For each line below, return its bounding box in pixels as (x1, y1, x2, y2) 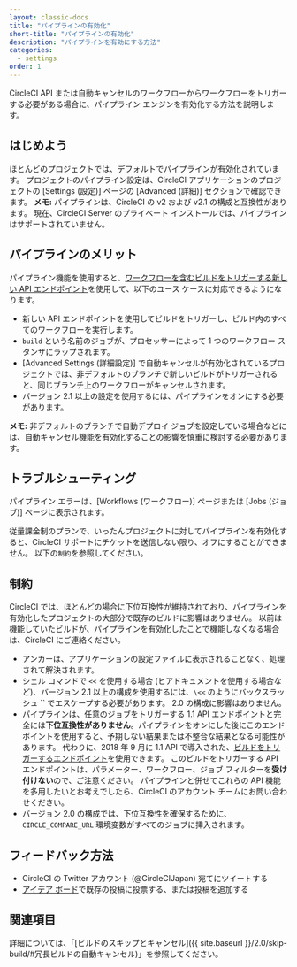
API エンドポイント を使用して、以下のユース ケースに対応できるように (19, 283, 275, 294)
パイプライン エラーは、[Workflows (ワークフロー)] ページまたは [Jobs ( (9, 496, 272, 507)
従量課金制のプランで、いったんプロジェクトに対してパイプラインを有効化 (9, 526, 280, 536)
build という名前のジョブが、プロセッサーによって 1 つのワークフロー (21, 335, 276, 346)
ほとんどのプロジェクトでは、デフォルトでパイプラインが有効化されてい (9, 163, 272, 173)
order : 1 (9, 63, 42, 72)
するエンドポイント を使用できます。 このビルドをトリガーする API (37, 753, 278, 764)
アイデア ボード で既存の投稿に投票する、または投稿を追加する (21, 884, 249, 894)
